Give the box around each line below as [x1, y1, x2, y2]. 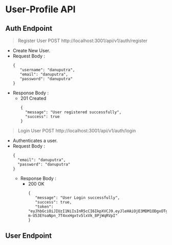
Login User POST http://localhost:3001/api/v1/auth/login [17, 128, 136, 134]
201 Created [20, 95, 47, 101]
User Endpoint [5, 232, 52, 240]
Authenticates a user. [12, 137, 58, 144]
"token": [35, 204, 54, 209]
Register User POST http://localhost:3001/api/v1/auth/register [17, 37, 147, 44]
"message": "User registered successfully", [25, 110, 122, 115]
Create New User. [12, 48, 51, 53]
